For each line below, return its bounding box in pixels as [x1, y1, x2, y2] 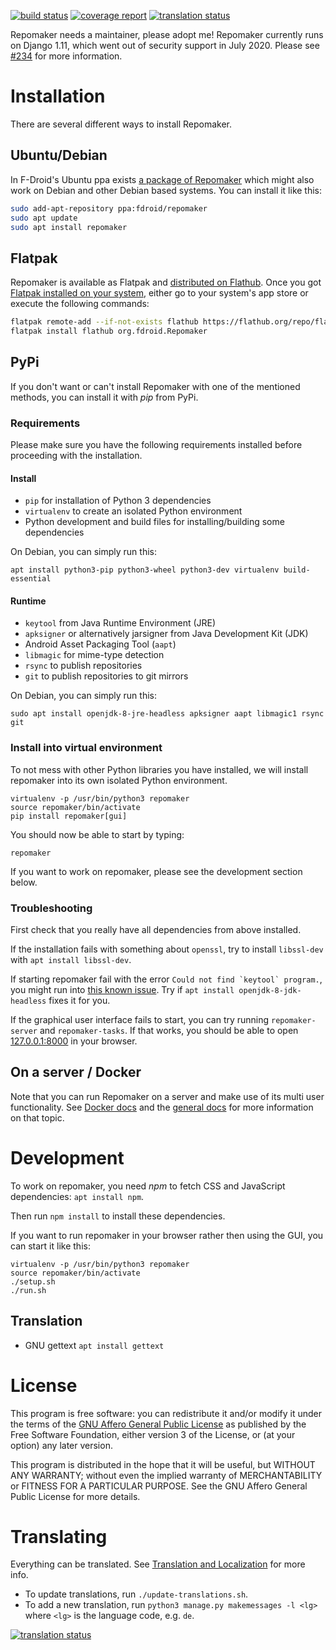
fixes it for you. [48, 995, 111, 1007]
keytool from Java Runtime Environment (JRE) [24, 617, 217, 629]
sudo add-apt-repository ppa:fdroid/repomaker [10, 203, 208, 214]
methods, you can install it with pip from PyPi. [10, 391, 199, 403]
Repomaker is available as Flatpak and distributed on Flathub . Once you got [10, 276, 322, 289]
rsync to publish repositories [24, 660, 143, 672]
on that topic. [10, 1111, 65, 1124]
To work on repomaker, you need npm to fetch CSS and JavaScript [10, 1180, 286, 1192]
